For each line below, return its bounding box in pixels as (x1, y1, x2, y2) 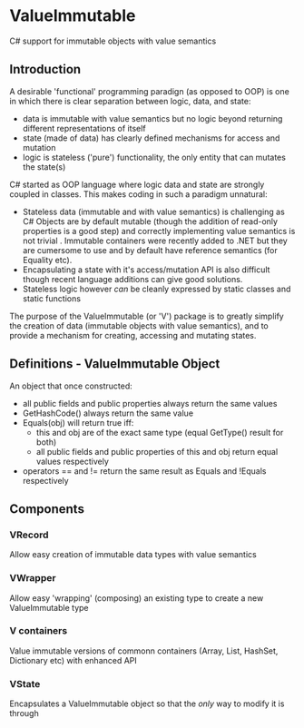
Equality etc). (22, 254, 73, 265)
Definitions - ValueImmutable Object (9, 356, 221, 372)
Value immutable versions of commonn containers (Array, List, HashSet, (9, 645, 279, 656)
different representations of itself (22, 123, 147, 133)
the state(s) (22, 161, 66, 172)
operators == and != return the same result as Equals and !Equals (22, 465, 267, 477)
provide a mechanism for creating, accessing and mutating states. (9, 330, 257, 340)
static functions (22, 292, 82, 304)
